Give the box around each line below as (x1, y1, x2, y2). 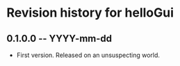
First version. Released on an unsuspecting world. (16, 51, 161, 59)
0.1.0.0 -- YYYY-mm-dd (6, 33, 113, 44)
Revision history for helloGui (6, 5, 174, 21)
